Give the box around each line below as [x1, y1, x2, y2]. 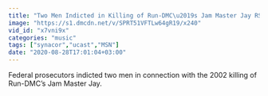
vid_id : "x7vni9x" [8, 26, 69, 34]
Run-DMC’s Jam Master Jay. [8, 79, 102, 88]
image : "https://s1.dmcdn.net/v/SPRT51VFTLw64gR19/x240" [8, 19, 202, 27]
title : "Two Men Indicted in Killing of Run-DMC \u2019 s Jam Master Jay [8, 11, 251, 20]
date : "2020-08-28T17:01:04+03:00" [8, 48, 127, 56]
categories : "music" [8, 33, 77, 42]
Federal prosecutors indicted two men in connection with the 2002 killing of [8, 71, 258, 79]
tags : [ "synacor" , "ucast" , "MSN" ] [8, 41, 120, 49]
